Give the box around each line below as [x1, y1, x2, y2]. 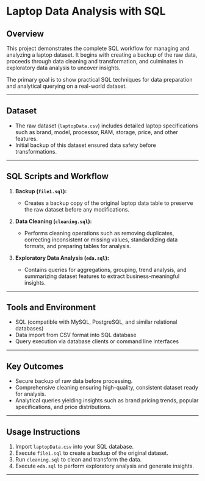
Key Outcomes [6, 361, 64, 371]
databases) [15, 325, 44, 332]
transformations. [15, 148, 57, 155]
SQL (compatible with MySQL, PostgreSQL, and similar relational [15, 318, 178, 326]
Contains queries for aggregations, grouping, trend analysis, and [24, 266, 187, 273]
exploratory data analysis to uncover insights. [6, 64, 121, 71]
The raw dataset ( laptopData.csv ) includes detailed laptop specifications [15, 122, 198, 129]
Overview [6, 29, 45, 39]
